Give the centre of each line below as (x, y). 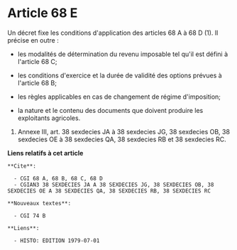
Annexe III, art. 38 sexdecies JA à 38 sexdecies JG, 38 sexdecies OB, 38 (124, 131)
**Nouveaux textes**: (39, 203)
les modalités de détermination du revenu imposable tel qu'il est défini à (123, 54)
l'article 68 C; (37, 61)
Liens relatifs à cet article (45, 153)
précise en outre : (33, 40)
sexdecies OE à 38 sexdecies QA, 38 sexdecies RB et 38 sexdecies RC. (122, 139)
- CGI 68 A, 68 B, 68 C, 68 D (58, 178)
